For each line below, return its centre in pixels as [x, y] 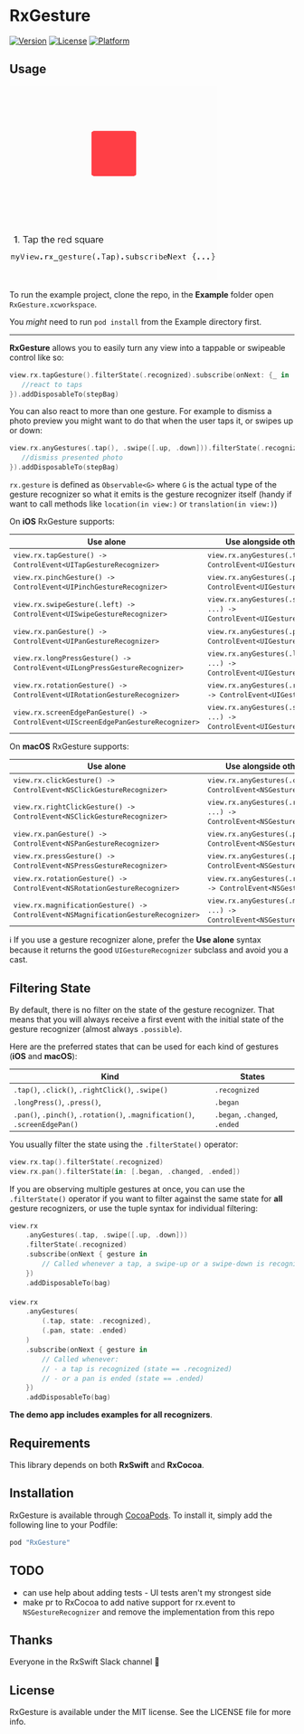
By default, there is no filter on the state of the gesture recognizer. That [142, 1010]
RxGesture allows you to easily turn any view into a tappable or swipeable [147, 347]
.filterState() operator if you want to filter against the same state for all [146, 1199]
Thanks [31, 1639]
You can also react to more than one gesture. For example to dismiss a [141, 412]
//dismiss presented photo [72, 458]
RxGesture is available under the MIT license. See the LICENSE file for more [150, 1712]
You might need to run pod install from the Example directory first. [136, 321]
